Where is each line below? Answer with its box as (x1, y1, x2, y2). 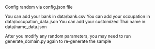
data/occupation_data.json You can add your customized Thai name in (5, 19, 146, 24)
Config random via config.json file (5, 4, 73, 10)
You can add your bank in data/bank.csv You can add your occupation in (5, 14, 150, 19)
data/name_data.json (5, 24, 47, 30)
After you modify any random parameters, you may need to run (5, 33, 131, 39)
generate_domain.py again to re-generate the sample (5, 38, 111, 44)
